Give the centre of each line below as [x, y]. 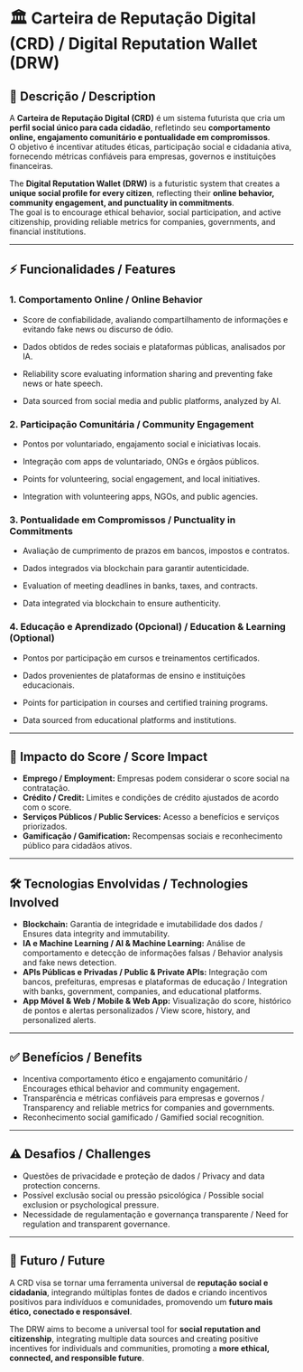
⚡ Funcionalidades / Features [92, 270]
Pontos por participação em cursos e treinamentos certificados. [141, 658]
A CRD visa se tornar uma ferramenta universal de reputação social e [139, 1283]
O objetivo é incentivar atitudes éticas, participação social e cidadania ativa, [151, 147]
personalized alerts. [59, 1020]
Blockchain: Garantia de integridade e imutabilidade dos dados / [142, 925]
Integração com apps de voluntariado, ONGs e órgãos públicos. [141, 461]
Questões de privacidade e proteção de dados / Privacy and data [143, 1176]
